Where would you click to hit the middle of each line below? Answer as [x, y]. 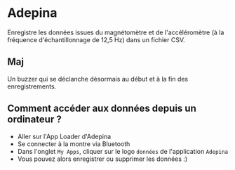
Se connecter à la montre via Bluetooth [74, 144]
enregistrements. [32, 86]
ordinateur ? [34, 120]
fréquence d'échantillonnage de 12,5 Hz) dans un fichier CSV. [96, 39]
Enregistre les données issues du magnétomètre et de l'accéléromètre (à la [116, 32]
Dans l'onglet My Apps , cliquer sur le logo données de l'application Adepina [123, 151]
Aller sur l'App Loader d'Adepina [64, 136]
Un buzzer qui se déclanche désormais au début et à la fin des [98, 79]
